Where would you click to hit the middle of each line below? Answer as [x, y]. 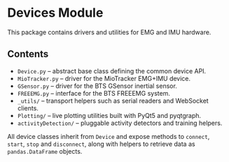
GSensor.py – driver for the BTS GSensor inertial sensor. [97, 86]
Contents [28, 54]
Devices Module [55, 13]
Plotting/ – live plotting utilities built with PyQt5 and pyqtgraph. [109, 115]
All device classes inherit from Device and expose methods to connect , [109, 136]
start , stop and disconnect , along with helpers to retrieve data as [101, 144]
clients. [28, 108]
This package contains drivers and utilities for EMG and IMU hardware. [109, 32]
